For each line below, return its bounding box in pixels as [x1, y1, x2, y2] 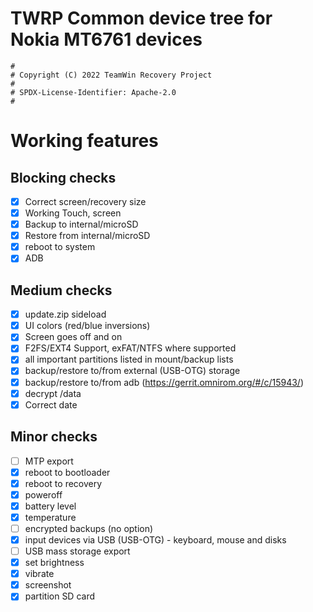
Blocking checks [10, 169, 117, 186]
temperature [24, 511, 77, 523]
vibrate [24, 568, 55, 580]
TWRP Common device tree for [10, 7, 273, 30]
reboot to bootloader [24, 466, 111, 478]
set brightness [24, 557, 85, 569]
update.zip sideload [24, 308, 107, 321]
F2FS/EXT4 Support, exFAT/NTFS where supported [24, 342, 237, 354]
